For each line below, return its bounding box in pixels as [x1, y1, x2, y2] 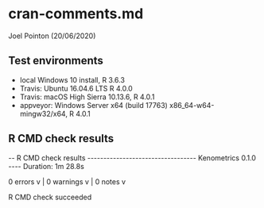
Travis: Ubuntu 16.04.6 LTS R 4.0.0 [19, 83, 133, 93]
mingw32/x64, [19, 109, 68, 118]
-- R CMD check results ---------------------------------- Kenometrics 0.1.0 [8, 152, 257, 163]
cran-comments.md [8, 5, 144, 23]
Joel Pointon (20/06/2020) [8, 31, 96, 40]
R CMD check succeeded [8, 192, 92, 202]
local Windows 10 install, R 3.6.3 [19, 75, 126, 84]
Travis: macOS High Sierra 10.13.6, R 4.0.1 [19, 92, 155, 102]
